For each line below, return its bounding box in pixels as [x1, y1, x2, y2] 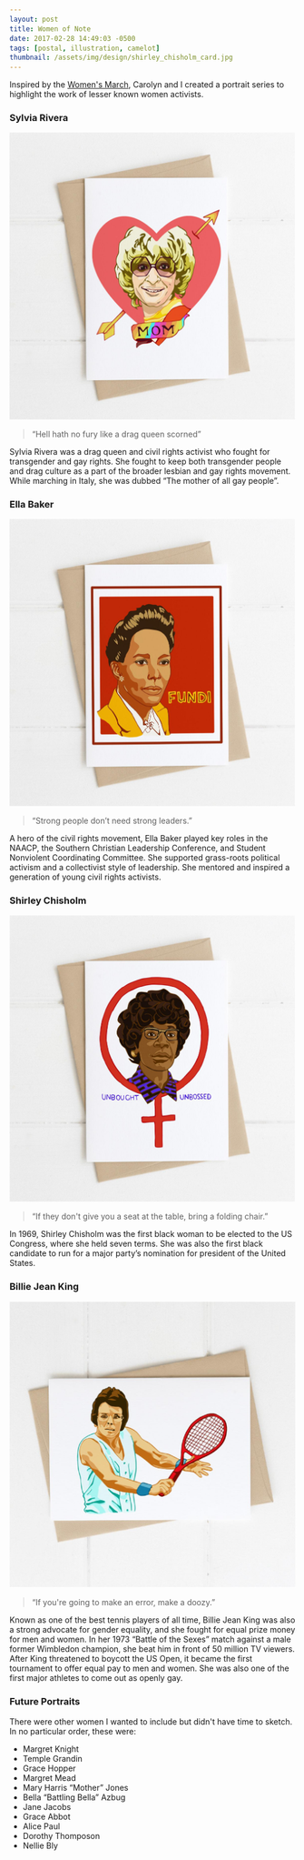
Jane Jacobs [22, 1801, 72, 1812]
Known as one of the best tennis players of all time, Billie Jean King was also [9, 1614, 296, 1625]
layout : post [9, 15, 59, 24]
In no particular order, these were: [9, 1725, 136, 1736]
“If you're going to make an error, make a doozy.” [31, 1597, 216, 1608]
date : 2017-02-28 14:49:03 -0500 [9, 34, 136, 43]
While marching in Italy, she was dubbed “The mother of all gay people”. [9, 475, 279, 486]
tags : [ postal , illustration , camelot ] [9, 44, 161, 53]
